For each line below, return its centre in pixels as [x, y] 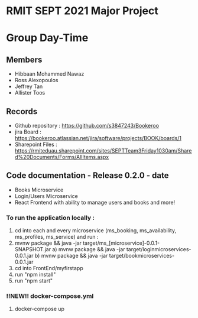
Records [22, 111]
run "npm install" [35, 275]
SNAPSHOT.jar [33, 249]
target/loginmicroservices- [159, 249]
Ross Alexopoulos [36, 80]
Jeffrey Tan [29, 86]
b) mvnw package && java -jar [71, 256]
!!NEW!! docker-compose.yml [50, 296]
